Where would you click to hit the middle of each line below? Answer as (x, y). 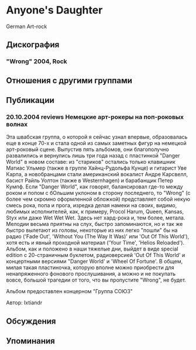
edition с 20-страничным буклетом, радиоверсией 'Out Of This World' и (96, 255)
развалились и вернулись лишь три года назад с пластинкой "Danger (93, 156)
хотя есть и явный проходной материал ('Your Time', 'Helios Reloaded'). (95, 243)
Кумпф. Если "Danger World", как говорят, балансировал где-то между (94, 187)
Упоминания (31, 341)
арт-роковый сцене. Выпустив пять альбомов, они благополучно (87, 149)
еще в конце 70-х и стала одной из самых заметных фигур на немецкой (96, 143)
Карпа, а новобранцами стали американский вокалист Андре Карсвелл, (97, 174)
